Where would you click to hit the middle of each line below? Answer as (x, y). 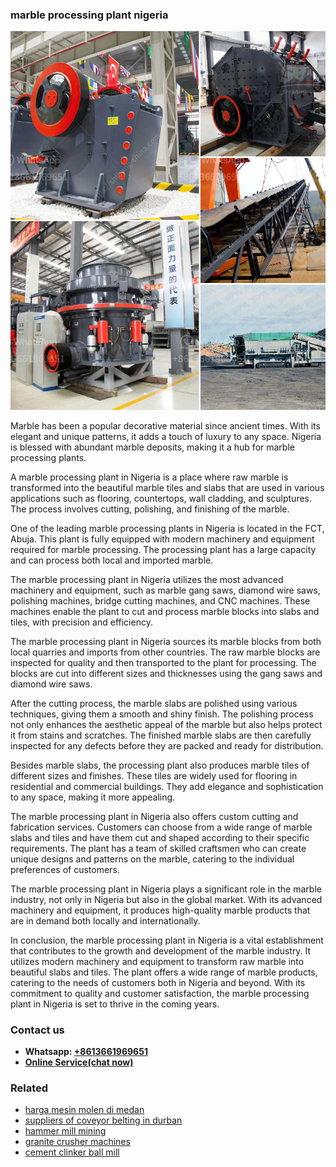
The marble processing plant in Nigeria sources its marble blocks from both (166, 641)
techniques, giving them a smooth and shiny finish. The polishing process (162, 714)
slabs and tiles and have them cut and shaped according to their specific (160, 837)
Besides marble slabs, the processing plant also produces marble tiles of (160, 765)
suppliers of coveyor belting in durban (103, 1120)
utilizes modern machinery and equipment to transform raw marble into (157, 961)
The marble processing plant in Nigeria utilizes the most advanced (147, 579)
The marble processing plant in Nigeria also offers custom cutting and (154, 816)
